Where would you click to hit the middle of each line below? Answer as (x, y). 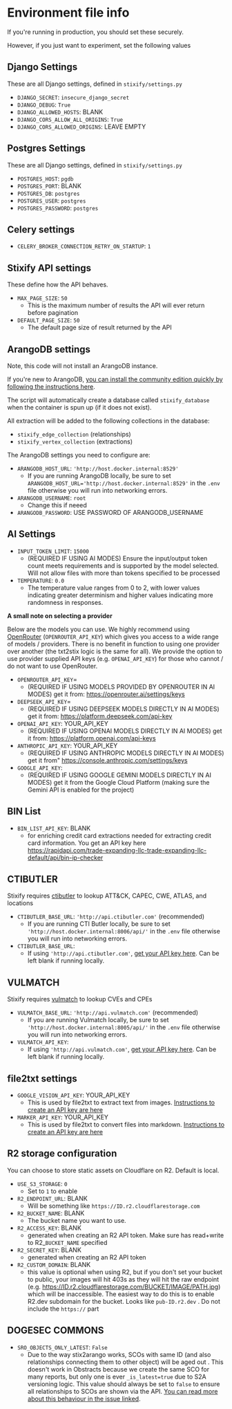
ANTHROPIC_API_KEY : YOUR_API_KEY (67, 745)
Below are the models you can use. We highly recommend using (98, 629)
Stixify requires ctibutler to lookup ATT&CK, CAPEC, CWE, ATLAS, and (107, 896)
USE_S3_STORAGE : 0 (42, 1183)
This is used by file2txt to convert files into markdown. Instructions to (126, 1125)
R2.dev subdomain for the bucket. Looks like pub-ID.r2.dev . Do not (124, 1301)
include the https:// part (63, 1309)
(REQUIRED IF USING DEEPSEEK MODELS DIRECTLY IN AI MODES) (123, 709)
